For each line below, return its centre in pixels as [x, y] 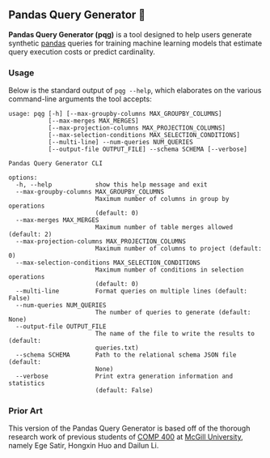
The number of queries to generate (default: [173, 313]
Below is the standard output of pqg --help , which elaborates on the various [135, 91]
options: [23, 178]
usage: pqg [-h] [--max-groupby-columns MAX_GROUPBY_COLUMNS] [115, 114]
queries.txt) [117, 348]
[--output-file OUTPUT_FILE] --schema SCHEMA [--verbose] [148, 150]
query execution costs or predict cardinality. [82, 51]
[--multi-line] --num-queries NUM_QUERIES [121, 143]
